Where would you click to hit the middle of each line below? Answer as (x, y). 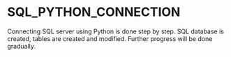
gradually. (22, 46)
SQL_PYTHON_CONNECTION (94, 12)
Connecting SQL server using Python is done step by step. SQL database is (116, 31)
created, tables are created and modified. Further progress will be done (110, 38)
